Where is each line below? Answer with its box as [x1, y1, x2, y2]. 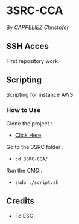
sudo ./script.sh [14, 179, 59, 185]
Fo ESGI [14, 212, 35, 219]
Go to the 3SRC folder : [6, 143, 64, 150]
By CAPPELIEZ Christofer [6, 24, 69, 31]
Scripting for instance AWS [6, 91, 74, 98]
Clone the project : [6, 119, 52, 127]
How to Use [6, 106, 41, 114]
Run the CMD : [6, 166, 43, 174]
